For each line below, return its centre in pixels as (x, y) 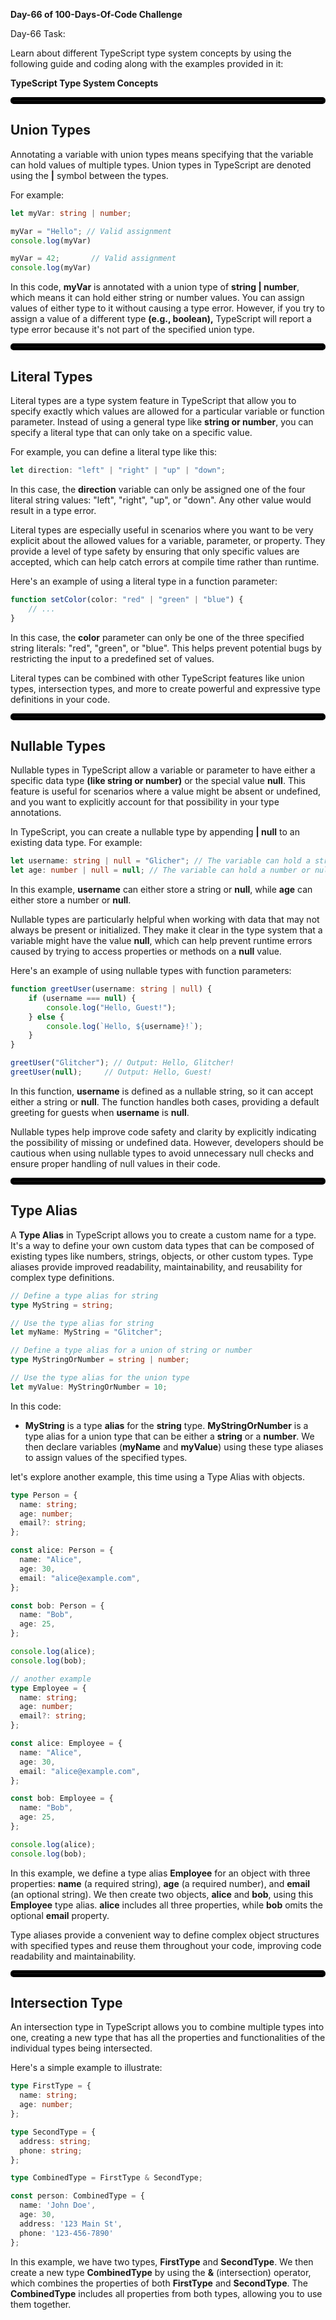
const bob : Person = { (57, 1605)
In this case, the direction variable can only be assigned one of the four (158, 489)
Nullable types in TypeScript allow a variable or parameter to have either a (163, 770)
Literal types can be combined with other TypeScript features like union (157, 678)
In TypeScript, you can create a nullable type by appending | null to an (155, 832)
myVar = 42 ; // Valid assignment (93, 259)
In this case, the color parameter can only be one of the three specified (157, 637)
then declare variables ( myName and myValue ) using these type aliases (174, 1446)
